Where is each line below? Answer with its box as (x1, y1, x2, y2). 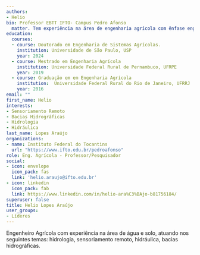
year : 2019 (17, 70, 44, 75)
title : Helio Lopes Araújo (6, 202, 73, 208)
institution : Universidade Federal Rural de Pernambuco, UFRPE (17, 64, 177, 70)
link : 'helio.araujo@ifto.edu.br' (11, 175, 97, 181)
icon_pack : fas (11, 169, 49, 175)
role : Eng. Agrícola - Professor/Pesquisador (6, 152, 121, 158)
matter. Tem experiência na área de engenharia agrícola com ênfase (11, 25, 185, 32)
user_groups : (6, 207, 39, 214)
